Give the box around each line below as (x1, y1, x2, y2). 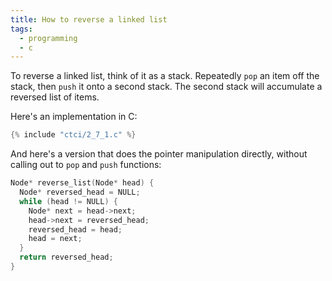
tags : (10, 24, 33, 34)
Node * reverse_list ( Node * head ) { (10, 178, 155, 188)
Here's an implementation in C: (10, 111, 138, 123)
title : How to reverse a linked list (10, 14, 168, 25)
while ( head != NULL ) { (19, 196, 118, 206)
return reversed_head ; (19, 252, 114, 263)
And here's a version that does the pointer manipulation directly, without (10, 148, 308, 160)
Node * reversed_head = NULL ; (19, 187, 141, 197)
